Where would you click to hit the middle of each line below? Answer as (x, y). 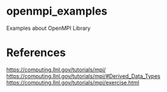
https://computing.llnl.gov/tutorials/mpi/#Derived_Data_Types (83, 76)
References (36, 53)
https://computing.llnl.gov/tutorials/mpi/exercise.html (73, 82)
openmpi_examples (57, 11)
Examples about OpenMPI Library (48, 28)
